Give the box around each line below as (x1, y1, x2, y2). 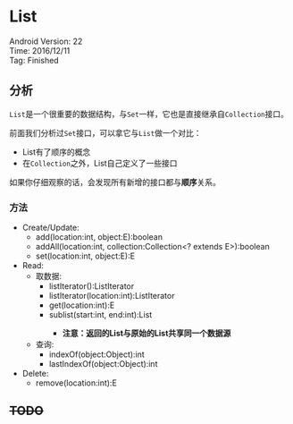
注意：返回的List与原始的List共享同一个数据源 (62, 328, 231, 339)
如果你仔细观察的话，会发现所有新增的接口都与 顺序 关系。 (9, 176, 221, 187)
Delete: (21, 369, 49, 379)
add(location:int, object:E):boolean (35, 232, 163, 242)
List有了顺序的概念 (21, 146, 91, 157)
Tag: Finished (9, 55, 60, 65)
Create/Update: (21, 222, 80, 233)
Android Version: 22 (9, 36, 83, 47)
